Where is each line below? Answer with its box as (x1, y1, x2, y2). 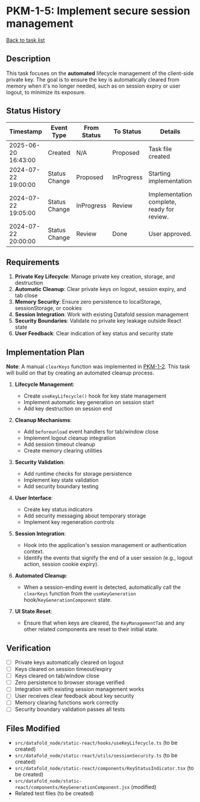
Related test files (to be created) (14, 790, 94, 797)
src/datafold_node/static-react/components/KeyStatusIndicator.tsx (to (14, 764, 194, 772)
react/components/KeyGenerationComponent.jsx (14, 785, 130, 791)
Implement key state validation (23, 476, 99, 483)
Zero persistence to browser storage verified (14, 679, 125, 686)
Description (6, 54, 51, 64)
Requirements (6, 257, 60, 267)
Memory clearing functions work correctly (14, 699, 119, 706)
